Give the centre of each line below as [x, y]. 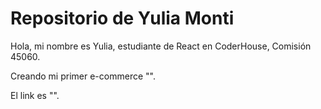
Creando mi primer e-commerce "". [83, 76]
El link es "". [35, 95]
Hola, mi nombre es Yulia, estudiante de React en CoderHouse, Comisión [161, 46]
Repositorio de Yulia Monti [122, 18]
